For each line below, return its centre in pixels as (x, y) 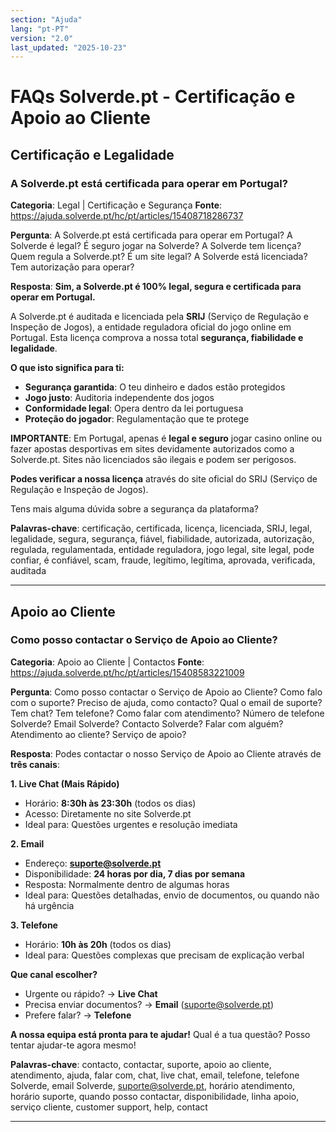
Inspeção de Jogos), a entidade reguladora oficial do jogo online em (151, 327)
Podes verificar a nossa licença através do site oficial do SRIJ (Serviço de (164, 479)
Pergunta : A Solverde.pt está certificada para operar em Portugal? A (151, 235)
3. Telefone (34, 925)
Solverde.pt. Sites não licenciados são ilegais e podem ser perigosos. (153, 460)
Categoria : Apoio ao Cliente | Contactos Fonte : (107, 662)
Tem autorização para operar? (72, 267)
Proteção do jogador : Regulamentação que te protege (137, 419)
